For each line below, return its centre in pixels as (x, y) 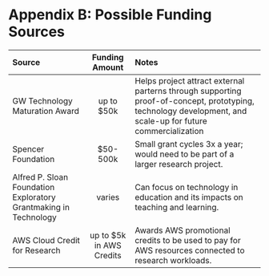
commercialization (169, 131)
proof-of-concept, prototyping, (195, 100)
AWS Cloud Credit (46, 240)
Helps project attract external (190, 80)
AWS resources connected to (190, 250)
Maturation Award (46, 111)
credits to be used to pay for (188, 240)
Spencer (28, 148)
